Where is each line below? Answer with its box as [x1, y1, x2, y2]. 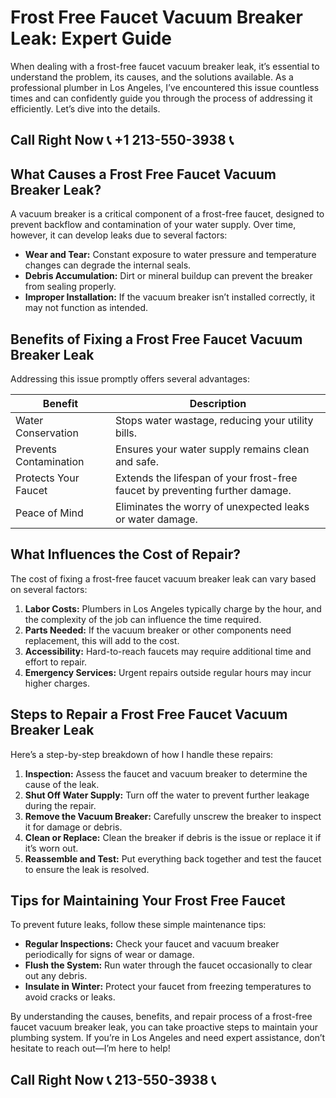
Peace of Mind [15, 506, 84, 520]
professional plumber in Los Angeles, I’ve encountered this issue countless [10, 81, 320, 93]
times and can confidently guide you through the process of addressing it [10, 92, 313, 104]
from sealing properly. [24, 281, 117, 293]
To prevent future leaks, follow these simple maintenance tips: [10, 919, 267, 931]
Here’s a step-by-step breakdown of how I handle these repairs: [10, 748, 274, 760]
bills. [114, 426, 138, 440]
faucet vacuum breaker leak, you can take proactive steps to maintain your [10, 1021, 319, 1033]
